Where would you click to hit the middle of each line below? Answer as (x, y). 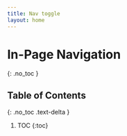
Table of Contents (47, 95)
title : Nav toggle (34, 14)
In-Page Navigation (64, 54)
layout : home (26, 20)
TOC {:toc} (33, 126)
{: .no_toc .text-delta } (39, 112)
